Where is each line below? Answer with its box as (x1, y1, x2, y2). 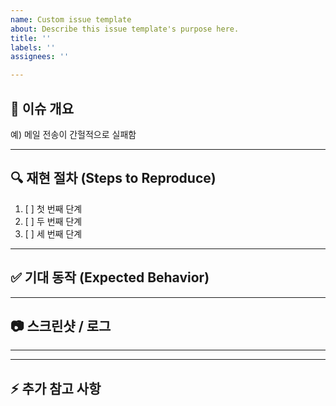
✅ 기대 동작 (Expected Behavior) (10, 269, 210, 286)
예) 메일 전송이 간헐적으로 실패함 (10, 128, 137, 140)
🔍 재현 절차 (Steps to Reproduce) (10, 170, 217, 187)
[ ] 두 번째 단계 (24, 215, 83, 227)
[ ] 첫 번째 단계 (24, 202, 83, 215)
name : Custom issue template (10, 14, 132, 25)
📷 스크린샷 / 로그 (10, 317, 112, 335)
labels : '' (10, 42, 56, 53)
